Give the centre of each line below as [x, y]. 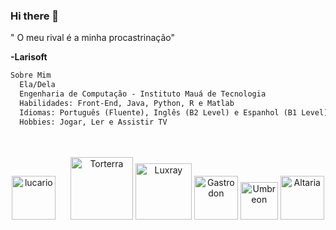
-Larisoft [29, 57]
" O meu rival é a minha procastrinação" [93, 38]
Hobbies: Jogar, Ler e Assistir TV [93, 122]
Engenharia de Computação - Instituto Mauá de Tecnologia [143, 94]
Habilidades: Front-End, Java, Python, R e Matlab [127, 103]
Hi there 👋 [35, 16]
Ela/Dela [37, 85]
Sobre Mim [31, 75]
